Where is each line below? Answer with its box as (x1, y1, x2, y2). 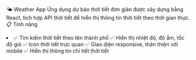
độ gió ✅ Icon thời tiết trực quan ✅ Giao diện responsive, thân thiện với (6, 41, 178, 48)
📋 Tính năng (6, 21, 38, 27)
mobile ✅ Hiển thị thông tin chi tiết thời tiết (6, 47, 109, 54)
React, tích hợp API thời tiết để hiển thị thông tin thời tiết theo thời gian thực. (6, 15, 191, 21)
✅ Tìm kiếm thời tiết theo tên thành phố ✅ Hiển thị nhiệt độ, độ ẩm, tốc (14, 34, 185, 41)
